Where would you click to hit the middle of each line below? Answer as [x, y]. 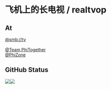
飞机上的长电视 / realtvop [56, 10]
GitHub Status [27, 70]
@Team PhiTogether [25, 50]
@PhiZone [15, 55]
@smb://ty [16, 39]
